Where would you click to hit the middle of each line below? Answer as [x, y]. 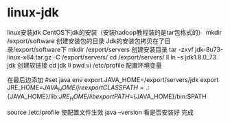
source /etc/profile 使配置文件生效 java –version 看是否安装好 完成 [100, 112]
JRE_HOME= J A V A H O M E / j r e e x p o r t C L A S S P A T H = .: [78, 88]
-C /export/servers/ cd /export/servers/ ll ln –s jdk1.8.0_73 [134, 57]
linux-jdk [33, 13]
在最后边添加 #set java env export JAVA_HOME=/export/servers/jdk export [113, 79]
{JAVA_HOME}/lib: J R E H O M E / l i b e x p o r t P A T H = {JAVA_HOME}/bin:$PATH [107, 97]
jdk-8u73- [209, 49]
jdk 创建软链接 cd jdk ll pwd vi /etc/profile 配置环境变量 [85, 65]
